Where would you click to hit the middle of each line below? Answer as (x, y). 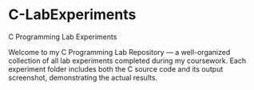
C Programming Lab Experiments (63, 37)
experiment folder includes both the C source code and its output (116, 68)
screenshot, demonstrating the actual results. (83, 77)
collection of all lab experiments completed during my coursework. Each (127, 61)
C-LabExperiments (72, 15)
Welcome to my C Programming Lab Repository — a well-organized (119, 52)
